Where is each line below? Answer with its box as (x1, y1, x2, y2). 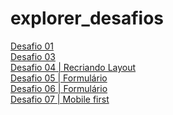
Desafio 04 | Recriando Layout (10, 61, 137, 73)
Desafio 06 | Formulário (10, 82, 108, 94)
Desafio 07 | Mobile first (10, 93, 110, 105)
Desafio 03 (10, 50, 56, 62)
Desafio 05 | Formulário (10, 72, 108, 84)
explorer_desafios (10, 7, 164, 30)
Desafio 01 (10, 40, 54, 52)
